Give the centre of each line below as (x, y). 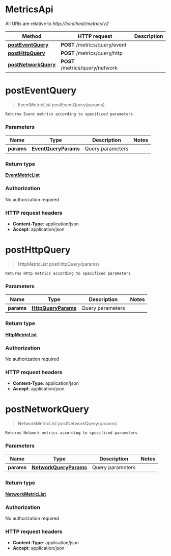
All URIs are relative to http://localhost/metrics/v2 (57, 24)
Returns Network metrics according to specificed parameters (72, 433)
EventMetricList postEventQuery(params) (61, 105)
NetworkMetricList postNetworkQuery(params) (67, 424)
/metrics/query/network (89, 67)
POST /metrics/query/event (94, 44)
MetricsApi (29, 9)
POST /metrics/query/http (92, 53)
